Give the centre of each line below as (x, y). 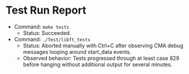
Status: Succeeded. (47, 33)
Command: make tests (41, 27)
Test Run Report (46, 10)
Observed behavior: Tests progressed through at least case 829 (101, 58)
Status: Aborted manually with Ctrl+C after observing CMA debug (103, 46)
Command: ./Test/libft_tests (52, 39)
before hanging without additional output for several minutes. (97, 64)
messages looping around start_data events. (77, 52)
